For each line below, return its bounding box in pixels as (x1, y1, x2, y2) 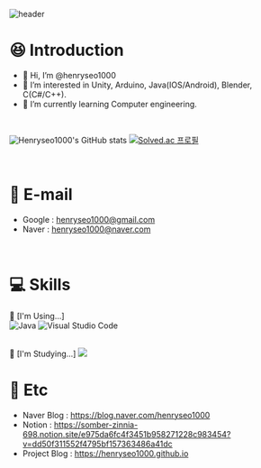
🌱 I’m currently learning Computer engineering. (22, 98, 198, 109)
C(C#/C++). (22, 88, 67, 99)
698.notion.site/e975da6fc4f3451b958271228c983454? (22, 428, 231, 439)
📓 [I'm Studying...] (9, 348, 76, 359)
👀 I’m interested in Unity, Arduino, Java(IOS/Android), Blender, (22, 79, 253, 90)
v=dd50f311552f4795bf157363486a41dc (22, 438, 173, 449)
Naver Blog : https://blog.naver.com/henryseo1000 (22, 409, 211, 420)
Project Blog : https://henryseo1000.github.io (22, 447, 189, 459)
